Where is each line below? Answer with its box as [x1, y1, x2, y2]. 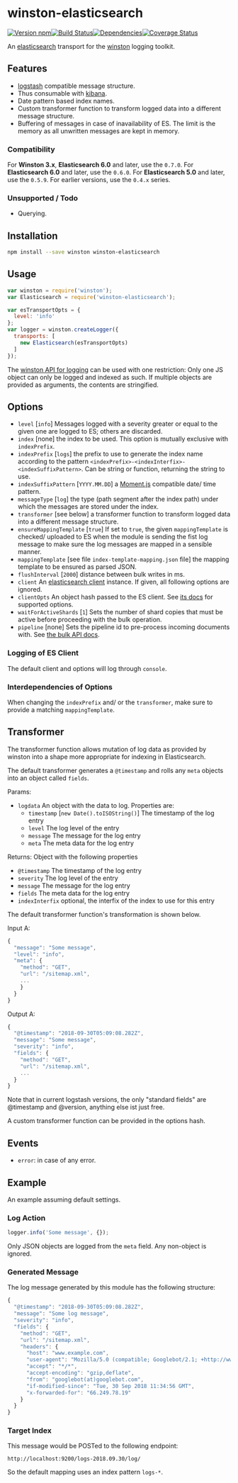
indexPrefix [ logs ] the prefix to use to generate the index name [17, 450, 203, 458]
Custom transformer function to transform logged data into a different [17, 104, 222, 113]
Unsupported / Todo [7, 193, 79, 203]
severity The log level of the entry [17, 874, 118, 882]
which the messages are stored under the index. [17, 502, 159, 511]
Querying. [17, 209, 47, 218]
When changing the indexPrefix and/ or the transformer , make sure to [7, 698, 213, 706]
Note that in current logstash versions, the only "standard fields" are [7, 1095, 207, 1104]
